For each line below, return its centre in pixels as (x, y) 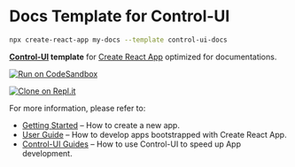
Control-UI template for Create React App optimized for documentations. (143, 57)
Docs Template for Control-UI (120, 16)
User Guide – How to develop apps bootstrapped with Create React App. (154, 134)
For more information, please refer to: (78, 108)
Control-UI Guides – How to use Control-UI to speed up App (132, 144)
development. (47, 153)
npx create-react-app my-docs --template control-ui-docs (118, 40)
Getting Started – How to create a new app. (101, 125)
